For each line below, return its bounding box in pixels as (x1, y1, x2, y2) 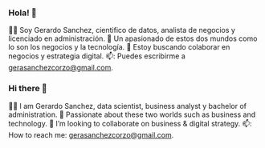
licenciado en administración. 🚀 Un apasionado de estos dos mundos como (8, 34, 258, 43)
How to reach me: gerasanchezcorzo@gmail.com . (8, 130, 174, 139)
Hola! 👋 (8, 7, 38, 18)
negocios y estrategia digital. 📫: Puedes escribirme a (8, 51, 186, 61)
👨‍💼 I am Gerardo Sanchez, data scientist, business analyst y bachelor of (8, 101, 247, 110)
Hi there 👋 (8, 83, 48, 94)
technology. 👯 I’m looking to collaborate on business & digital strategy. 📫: (8, 118, 252, 128)
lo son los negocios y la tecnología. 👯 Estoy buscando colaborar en (8, 42, 230, 52)
